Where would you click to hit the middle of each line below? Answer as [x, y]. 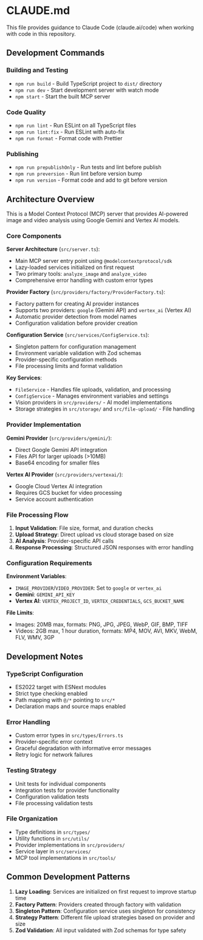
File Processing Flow [37, 515]
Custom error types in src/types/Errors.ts [69, 735]
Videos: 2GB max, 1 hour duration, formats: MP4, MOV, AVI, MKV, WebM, [106, 631]
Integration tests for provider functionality [67, 790]
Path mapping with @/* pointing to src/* [65, 700]
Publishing [22, 154]
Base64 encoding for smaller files [57, 463]
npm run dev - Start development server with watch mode [87, 90]
